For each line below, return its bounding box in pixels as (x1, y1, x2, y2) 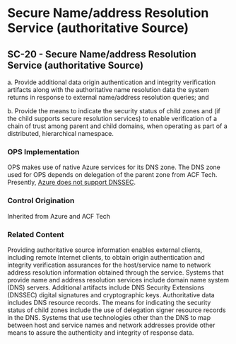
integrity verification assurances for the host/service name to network (7, 260, 211, 269)
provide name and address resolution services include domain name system (7, 275, 230, 284)
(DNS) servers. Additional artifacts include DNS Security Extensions (7, 283, 205, 292)
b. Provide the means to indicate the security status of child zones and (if (7, 107, 220, 115)
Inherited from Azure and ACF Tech (7, 212, 111, 220)
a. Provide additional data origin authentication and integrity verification (7, 78, 216, 86)
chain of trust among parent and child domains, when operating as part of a (7, 122, 228, 130)
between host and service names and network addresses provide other (7, 321, 216, 329)
